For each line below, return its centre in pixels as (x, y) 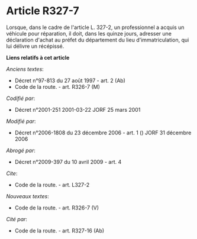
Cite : (12, 173)
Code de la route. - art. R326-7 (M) (57, 86)
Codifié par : (21, 98)
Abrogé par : (21, 150)
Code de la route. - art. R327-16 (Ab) (59, 230)
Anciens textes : (25, 69)
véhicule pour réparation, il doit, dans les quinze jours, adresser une (89, 33)
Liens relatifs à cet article (38, 57)
